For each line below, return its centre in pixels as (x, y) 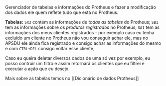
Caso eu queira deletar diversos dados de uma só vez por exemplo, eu (78, 58)
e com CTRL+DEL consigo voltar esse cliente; (50, 48)
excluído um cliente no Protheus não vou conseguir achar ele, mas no (77, 38)
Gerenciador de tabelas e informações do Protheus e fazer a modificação (81, 7)
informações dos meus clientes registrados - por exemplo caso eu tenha (80, 33)
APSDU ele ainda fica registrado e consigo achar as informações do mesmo (83, 43)
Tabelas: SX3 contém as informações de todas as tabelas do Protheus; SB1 (82, 22)
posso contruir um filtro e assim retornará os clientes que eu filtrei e (75, 63)
